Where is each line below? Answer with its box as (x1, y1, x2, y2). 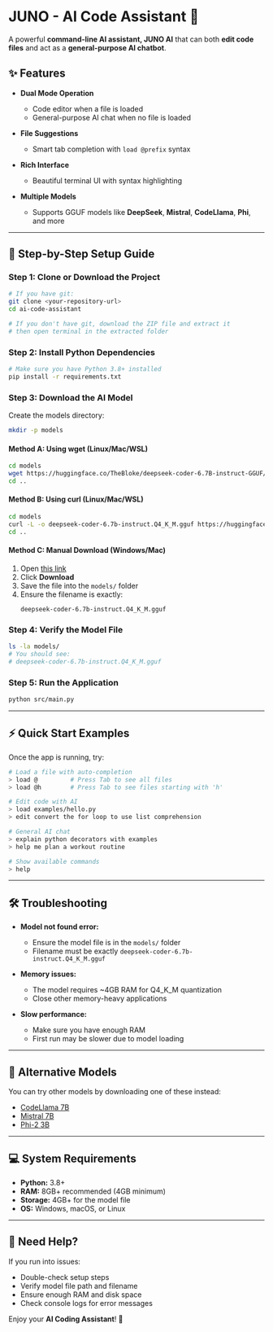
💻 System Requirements (8, 1152, 136, 1166)
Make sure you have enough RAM (32, 1025, 146, 1035)
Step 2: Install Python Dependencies (8, 346, 156, 357)
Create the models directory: (8, 410, 105, 420)
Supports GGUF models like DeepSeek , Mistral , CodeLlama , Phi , (32, 207, 251, 217)
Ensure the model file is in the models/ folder (32, 938, 181, 948)
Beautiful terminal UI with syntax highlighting (32, 175, 183, 186)
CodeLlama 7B (19, 1102, 70, 1112)
